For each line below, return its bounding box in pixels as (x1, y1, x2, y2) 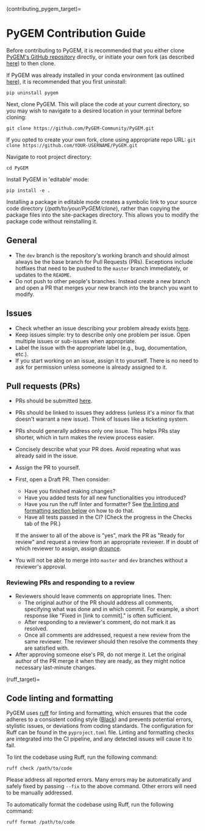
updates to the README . (15, 271, 71, 278)
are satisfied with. (24, 644, 70, 651)
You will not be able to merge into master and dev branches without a (15, 557, 188, 564)
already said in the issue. (15, 452, 78, 460)
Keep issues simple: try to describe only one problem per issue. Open (15, 331, 191, 338)
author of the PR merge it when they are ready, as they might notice (15, 657, 186, 664)
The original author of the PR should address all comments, (24, 598, 174, 606)
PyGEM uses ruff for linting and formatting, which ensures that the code (6, 709, 187, 717)
